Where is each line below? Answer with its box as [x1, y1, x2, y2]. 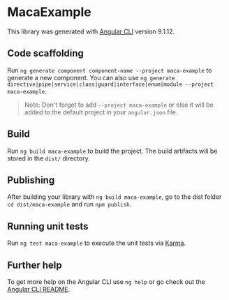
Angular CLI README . [7, 285, 71, 293]
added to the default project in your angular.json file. [24, 107, 178, 116]
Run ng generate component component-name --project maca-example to [7, 66, 212, 74]
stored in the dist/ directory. [7, 154, 91, 163]
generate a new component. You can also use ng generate [7, 73, 175, 82]
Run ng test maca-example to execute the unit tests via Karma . [7, 239, 186, 248]
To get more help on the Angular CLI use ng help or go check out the [7, 278, 205, 286]
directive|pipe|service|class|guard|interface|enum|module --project [7, 81, 214, 88]
